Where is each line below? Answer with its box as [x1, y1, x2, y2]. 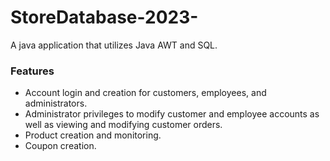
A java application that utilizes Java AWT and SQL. [10, 39, 218, 51]
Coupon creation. [24, 140, 97, 152]
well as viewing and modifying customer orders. [24, 119, 223, 131]
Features [10, 64, 55, 78]
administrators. [24, 97, 88, 110]
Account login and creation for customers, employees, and [24, 87, 267, 99]
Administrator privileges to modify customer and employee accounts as [24, 108, 320, 120]
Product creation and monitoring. [24, 129, 162, 141]
